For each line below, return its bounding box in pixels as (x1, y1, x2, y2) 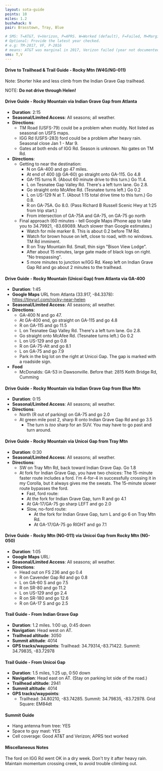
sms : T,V (5, 52, 23, 57)
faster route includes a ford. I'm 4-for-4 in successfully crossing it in (19, 475, 156, 481)
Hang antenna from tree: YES (12, 723, 71, 729)
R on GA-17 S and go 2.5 (19, 600, 68, 606)
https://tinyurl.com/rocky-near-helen (12, 297, 86, 303)
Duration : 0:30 (12, 449, 42, 455)
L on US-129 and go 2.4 (19, 590, 67, 596)
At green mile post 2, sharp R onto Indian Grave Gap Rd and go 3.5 (19, 417, 153, 423)
